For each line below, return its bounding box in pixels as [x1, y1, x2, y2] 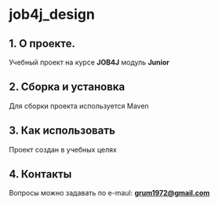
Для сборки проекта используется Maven [9, 101, 150, 111]
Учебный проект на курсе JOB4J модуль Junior [9, 57, 170, 67]
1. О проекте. [9, 37, 76, 50]
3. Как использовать [9, 124, 116, 137]
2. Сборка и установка [9, 80, 125, 93]
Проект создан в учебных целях [9, 145, 117, 154]
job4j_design [9, 5, 95, 24]
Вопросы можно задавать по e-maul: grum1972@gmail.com [9, 189, 210, 198]
